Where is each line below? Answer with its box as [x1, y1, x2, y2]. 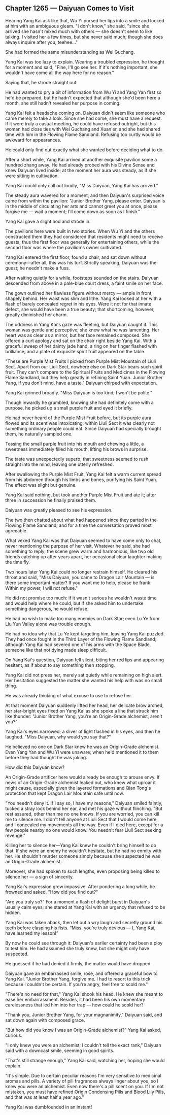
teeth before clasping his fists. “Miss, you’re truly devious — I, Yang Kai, [5, 925, 156, 931]
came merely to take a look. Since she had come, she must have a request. [5, 115, 162, 121]
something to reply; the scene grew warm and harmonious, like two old [5, 548, 154, 554]
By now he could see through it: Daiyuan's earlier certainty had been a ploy [5, 940, 163, 946]
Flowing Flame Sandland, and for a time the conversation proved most [5, 522, 152, 528]
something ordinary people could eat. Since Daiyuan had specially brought [5, 425, 161, 431]
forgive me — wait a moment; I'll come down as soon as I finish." [5, 208, 141, 215]
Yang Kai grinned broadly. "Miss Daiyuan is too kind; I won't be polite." [5, 389, 153, 395]
